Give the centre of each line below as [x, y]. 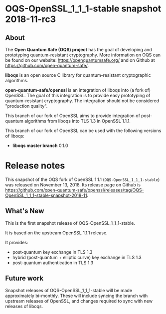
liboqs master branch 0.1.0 [40, 146]
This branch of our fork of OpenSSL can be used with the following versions [83, 131]
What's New [25, 211]
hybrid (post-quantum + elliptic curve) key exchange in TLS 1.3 [77, 257]
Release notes [35, 166]
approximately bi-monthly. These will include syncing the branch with [77, 296]
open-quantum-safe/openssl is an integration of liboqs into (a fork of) [78, 90]
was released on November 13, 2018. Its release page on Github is [73, 184]
